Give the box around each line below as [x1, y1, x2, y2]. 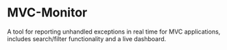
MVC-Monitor [7, 5, 88, 21]
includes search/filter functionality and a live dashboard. [7, 34, 167, 42]
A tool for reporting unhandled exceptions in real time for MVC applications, [7, 27, 221, 36]
